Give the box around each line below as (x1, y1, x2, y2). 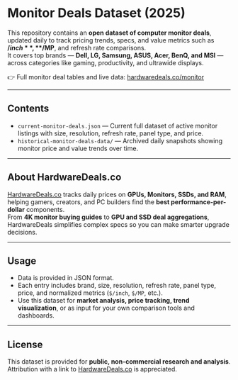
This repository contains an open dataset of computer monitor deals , (7, 28, 212, 37)
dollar (7, 205, 25, 213)
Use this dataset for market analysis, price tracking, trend (17, 296, 190, 305)
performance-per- (171, 197, 227, 206)
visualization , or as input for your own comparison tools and (17, 303, 195, 313)
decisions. (7, 228, 38, 236)
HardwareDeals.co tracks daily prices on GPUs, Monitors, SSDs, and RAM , (7, 190, 227, 199)
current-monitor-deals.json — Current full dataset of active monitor (17, 121, 218, 130)
